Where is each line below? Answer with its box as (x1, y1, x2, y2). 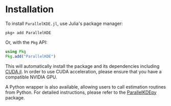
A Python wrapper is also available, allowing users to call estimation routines (5, 84, 166, 90)
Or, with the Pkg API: (5, 39, 47, 45)
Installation (5, 4, 54, 15)
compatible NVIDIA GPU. (5, 74, 58, 80)
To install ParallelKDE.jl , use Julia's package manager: (5, 20, 124, 26)
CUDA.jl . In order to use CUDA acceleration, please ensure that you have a (5, 68, 162, 74)
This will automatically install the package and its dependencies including (5, 63, 160, 69)
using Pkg (5, 49, 27, 54)
